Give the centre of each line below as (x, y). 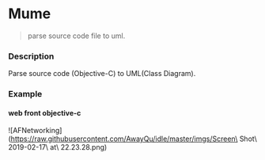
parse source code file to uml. (76, 36)
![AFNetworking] (35, 131)
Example (25, 94)
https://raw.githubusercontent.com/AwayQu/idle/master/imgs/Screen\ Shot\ (134, 139)
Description (31, 56)
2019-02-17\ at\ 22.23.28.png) (58, 147)
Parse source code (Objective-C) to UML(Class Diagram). (102, 74)
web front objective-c (45, 112)
